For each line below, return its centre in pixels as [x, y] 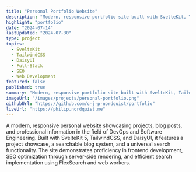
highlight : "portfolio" [35, 22]
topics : [15, 44]
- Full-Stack [27, 66]
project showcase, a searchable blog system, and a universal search [88, 144]
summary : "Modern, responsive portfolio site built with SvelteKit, [91, 93]
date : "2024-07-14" [30, 28]
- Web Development [34, 76]
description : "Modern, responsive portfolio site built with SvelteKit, [96, 17]
